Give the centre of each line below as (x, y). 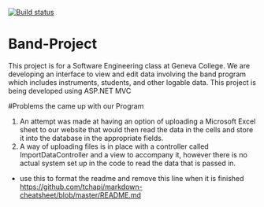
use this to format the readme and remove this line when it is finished (132, 178)
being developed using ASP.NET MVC (70, 91)
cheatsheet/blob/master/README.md (80, 195)
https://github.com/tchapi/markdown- (81, 187)
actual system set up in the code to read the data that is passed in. (128, 163)
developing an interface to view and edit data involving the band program (127, 74)
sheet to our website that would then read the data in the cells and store (136, 129)
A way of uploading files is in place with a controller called (114, 146)
